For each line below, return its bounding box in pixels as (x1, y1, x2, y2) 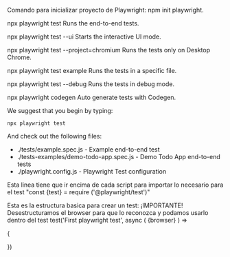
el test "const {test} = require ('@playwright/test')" (7, 188, 150, 196)
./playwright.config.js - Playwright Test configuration (16, 167, 167, 175)
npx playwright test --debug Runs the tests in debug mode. (7, 80, 175, 88)
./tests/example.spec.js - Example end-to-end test (16, 145, 160, 154)
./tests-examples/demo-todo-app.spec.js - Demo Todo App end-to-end (16, 153, 221, 161)
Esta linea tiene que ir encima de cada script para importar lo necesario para (7, 181, 224, 189)
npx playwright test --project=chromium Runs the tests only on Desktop (7, 46, 211, 54)
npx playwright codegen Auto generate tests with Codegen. (7, 93, 176, 101)
